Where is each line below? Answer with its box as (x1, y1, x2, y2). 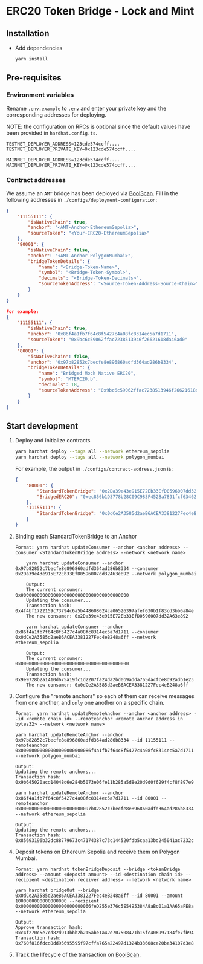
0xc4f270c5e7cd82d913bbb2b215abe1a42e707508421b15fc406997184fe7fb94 (14, 930, 195, 936)
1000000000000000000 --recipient (14, 898, 100, 904)
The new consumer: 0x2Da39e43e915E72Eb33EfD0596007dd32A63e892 (26, 613, 188, 619)
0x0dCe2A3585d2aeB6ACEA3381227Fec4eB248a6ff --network (14, 634, 156, 640)
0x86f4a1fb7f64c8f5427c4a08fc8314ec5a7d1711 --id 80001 (14, 795, 159, 801)
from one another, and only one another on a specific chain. (14, 699, 165, 706)
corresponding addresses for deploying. (6, 111, 107, 118)
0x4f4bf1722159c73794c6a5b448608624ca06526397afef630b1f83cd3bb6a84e (14, 607, 195, 614)
